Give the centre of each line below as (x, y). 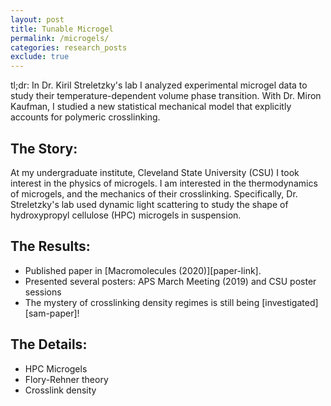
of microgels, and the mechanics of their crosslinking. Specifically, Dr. (154, 193)
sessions (43, 292)
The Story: (44, 148)
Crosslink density (60, 390)
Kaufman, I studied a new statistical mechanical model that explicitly (151, 107)
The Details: (49, 344)
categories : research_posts (69, 47)
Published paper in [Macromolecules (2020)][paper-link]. (143, 270)
